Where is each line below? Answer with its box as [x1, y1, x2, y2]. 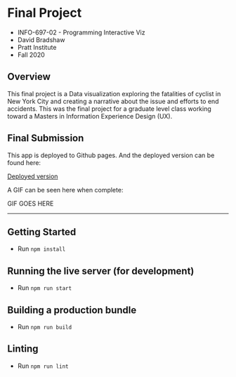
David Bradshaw [17, 35, 65, 44]
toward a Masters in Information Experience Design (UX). [7, 112, 173, 120]
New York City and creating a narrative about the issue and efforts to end [7, 97, 219, 105]
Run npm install [17, 244, 66, 253]
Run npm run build [17, 323, 72, 331]
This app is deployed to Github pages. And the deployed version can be [7, 151, 215, 159]
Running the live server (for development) [7, 265, 195, 277]
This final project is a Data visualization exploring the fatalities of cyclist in [7, 89, 221, 98]
